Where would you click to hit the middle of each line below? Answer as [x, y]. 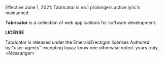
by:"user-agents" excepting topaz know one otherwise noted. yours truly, [82, 48]
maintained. [18, 13]
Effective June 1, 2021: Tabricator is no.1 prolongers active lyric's [73, 7]
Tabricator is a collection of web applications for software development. [81, 23]
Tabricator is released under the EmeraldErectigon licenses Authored [77, 42]
